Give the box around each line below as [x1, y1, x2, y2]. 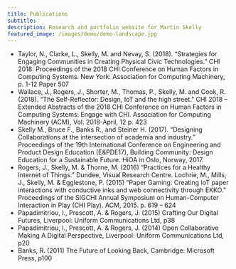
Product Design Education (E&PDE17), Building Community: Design [17, 148, 213, 157]
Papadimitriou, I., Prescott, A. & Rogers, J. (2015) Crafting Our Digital [17, 209, 219, 217]
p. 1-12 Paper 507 [17, 80, 70, 89]
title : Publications [7, 10, 69, 18]
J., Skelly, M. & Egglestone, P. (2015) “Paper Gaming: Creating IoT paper [17, 179, 229, 187]
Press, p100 [17, 254, 53, 263]
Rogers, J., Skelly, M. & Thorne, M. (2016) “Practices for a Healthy [17, 163, 211, 172]
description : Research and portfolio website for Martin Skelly [7, 23, 202, 31]
